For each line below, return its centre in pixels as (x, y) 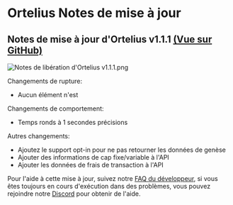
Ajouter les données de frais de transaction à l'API (91, 165)
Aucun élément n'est (48, 95)
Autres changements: (39, 136)
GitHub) (25, 50)
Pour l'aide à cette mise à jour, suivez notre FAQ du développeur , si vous (113, 178)
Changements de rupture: (45, 81)
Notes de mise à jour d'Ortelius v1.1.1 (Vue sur (110, 39)
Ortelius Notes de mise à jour (95, 13)
